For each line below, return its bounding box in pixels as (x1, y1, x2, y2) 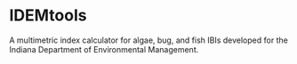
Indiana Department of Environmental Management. (9, 44, 199, 54)
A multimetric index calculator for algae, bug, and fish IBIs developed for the (9, 35, 289, 45)
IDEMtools (9, 5, 87, 26)
